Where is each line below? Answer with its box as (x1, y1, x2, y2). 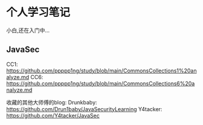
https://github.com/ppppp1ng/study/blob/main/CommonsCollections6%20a (6, 80, 195, 87)
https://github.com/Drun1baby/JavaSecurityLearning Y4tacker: (6, 105, 162, 112)
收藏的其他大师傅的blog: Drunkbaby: (6, 98, 98, 106)
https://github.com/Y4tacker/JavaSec (6, 112, 100, 119)
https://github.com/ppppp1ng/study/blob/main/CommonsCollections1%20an (6, 67, 197, 74)
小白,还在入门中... (6, 27, 50, 34)
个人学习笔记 (6, 5, 71, 19)
